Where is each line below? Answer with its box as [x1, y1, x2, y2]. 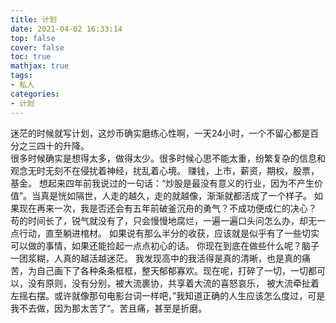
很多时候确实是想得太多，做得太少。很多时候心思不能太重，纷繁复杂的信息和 [10, 152, 326, 164]
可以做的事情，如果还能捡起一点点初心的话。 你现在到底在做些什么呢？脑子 [10, 239, 320, 251]
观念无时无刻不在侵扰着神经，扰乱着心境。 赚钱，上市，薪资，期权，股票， [10, 164, 320, 176]
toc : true [10, 52, 52, 62]
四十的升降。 [36, 139, 90, 151]
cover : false [10, 42, 65, 53]
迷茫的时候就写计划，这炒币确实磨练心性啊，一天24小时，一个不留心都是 [10, 127, 311, 139]
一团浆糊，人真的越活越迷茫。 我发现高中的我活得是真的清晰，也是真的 [10, 252, 302, 264]
